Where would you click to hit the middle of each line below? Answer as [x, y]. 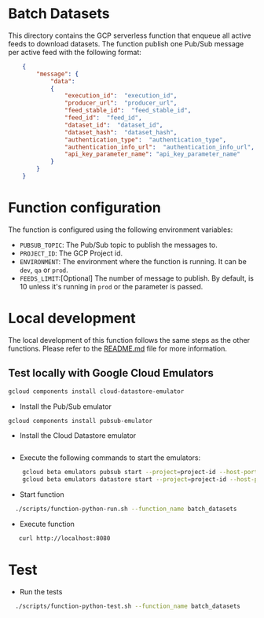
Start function [42, 495]
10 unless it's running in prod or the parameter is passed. [111, 286]
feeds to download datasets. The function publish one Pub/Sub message [126, 43]
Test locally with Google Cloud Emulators [111, 373]
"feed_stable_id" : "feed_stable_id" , [128, 111]
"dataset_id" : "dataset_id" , [114, 125]
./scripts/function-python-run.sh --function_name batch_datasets [126, 509]
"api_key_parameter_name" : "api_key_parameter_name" [152, 154]
